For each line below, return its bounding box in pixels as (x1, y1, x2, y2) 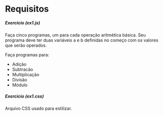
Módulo (12, 82, 28, 88)
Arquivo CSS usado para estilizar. (5, 106, 72, 112)
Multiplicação (12, 72, 40, 77)
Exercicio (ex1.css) (5, 93, 44, 99)
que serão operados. (5, 42, 47, 48)
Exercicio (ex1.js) (5, 19, 40, 25)
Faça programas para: (5, 52, 50, 58)
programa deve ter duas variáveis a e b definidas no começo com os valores (5, 38, 159, 43)
